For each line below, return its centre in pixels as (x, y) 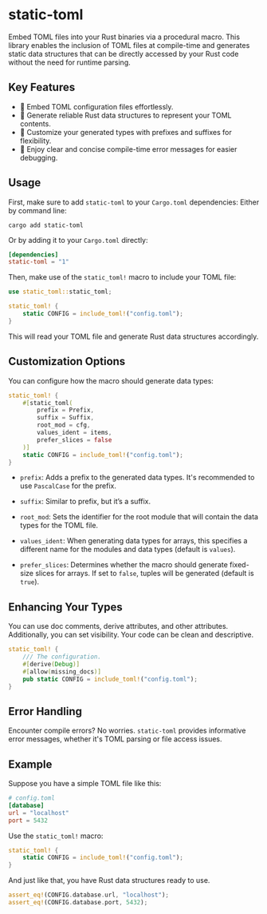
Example (30, 764)
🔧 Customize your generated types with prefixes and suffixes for (126, 132)
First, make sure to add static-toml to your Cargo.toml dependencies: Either (134, 202)
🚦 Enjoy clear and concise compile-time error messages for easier (128, 149)
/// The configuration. (62, 657)
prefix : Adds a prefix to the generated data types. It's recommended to (137, 478)
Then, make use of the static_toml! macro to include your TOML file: (122, 277)
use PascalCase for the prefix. (68, 486)
